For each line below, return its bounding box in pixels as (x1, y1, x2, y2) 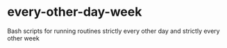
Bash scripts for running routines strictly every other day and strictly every (7, 27, 220, 35)
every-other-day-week (7, 4, 142, 20)
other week (7, 34, 40, 42)
